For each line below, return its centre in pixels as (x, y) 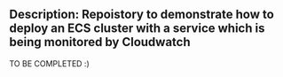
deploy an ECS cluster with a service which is (137, 29)
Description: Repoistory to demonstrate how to (142, 15)
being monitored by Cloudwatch (100, 42)
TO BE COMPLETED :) (50, 63)
